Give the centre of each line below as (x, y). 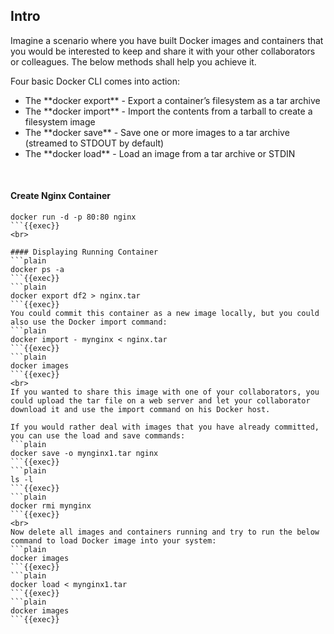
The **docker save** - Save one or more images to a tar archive (157, 132)
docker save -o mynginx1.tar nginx (84, 454)
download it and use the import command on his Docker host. (140, 410)
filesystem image (60, 121)
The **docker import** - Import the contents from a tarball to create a (168, 111)
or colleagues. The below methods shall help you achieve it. (133, 61)
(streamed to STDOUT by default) (94, 143)
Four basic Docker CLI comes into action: (95, 81)
